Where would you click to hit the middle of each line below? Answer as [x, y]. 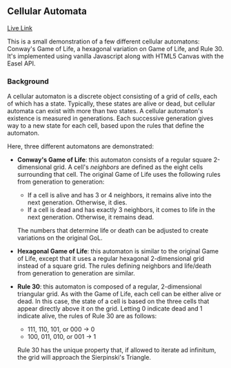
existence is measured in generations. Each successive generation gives [110, 118]
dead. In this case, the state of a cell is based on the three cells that [113, 301]
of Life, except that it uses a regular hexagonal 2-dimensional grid [111, 259]
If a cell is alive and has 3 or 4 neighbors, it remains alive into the [119, 195]
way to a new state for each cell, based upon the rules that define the [106, 126]
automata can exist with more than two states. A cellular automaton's [105, 111]
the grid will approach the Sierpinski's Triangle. [84, 358]
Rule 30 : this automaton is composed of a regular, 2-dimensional [109, 287]
